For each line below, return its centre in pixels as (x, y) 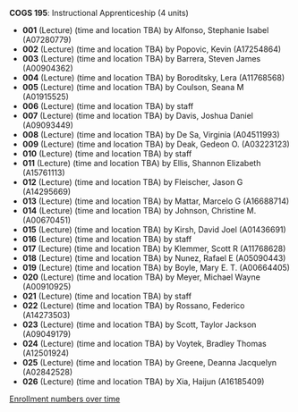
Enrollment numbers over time (65, 399)
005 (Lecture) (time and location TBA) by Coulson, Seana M (133, 87)
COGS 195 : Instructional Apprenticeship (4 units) (99, 13)
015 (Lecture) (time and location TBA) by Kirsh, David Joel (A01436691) (154, 230)
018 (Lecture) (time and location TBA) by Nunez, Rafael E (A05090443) (154, 258)
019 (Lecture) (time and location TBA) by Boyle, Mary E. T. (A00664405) (156, 268)
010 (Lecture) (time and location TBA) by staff (107, 154)
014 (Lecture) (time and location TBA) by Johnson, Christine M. (139, 210)
